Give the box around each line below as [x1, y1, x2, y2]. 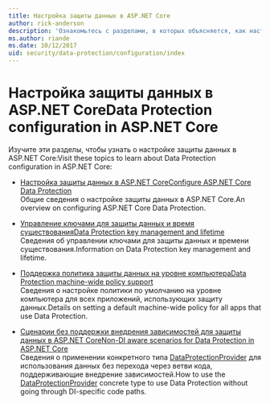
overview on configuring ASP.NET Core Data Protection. [19, 203, 207, 212]
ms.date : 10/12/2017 [8, 42, 78, 50]
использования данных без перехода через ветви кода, [19, 361, 213, 370]
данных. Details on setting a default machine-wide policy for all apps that [19, 303, 261, 312]
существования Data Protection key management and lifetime [19, 227, 225, 237]
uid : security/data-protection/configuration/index [8, 49, 185, 57]
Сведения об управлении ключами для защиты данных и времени [19, 235, 249, 245]
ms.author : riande [8, 34, 70, 43]
